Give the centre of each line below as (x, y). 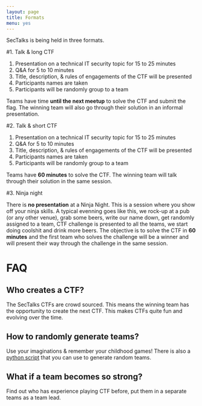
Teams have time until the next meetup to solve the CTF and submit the (96, 101)
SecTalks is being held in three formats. (55, 41)
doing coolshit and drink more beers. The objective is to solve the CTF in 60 (101, 231)
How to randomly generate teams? (73, 336)
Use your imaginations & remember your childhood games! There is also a (98, 351)
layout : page (23, 12)
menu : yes (19, 23)
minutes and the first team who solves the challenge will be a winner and (98, 237)
